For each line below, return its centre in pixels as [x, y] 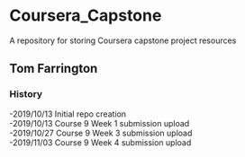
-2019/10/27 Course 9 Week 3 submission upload [101, 133]
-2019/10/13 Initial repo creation [68, 114]
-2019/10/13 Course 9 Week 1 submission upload [100, 123]
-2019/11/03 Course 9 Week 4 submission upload [100, 142]
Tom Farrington [54, 69]
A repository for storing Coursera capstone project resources [123, 40]
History [26, 94]
